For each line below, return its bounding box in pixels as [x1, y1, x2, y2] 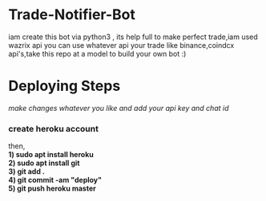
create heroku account [8, 123, 99, 134]
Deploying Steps [8, 77, 121, 95]
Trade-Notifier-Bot [8, 6, 136, 24]
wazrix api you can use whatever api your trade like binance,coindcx [8, 40, 235, 49]
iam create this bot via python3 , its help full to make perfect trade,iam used [8, 32, 258, 41]
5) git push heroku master [8, 183, 96, 193]
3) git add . [8, 167, 46, 176]
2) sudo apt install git [8, 158, 80, 168]
